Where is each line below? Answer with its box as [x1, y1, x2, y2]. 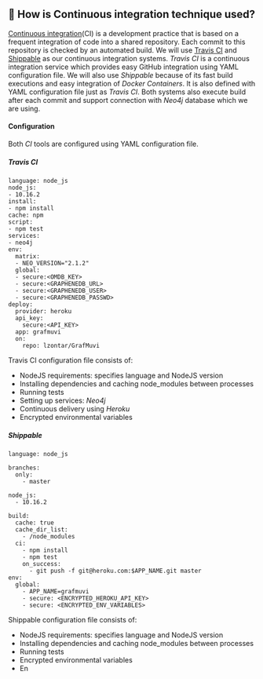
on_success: [22, 560, 61, 568]
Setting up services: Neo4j [19, 396, 106, 405]
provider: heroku [15, 307, 72, 315]
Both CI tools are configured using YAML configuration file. [8, 139, 199, 149]
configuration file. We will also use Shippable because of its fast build [8, 70, 233, 79]
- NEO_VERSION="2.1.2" [15, 259, 89, 267]
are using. [8, 104, 41, 113]
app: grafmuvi [15, 327, 61, 336]
